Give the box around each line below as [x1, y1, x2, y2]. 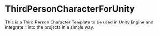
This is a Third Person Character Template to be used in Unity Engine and [5, 19, 154, 25]
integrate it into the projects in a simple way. [5, 24, 95, 30]
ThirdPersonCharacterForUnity [5, 3, 135, 14]
